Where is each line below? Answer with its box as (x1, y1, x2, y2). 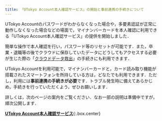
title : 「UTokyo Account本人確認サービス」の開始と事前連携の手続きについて (5, 7, 144, 12)
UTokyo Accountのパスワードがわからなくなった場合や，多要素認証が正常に (5, 21, 157, 27)
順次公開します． (5, 100, 39, 106)
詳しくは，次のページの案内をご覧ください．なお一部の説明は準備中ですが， (5, 94, 157, 100)
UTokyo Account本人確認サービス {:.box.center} (5, 110, 101, 116)
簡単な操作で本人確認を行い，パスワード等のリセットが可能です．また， (5, 43, 149, 49)
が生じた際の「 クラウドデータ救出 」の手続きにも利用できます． (5, 55, 132, 61)
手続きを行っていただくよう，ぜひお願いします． (13, 84, 110, 90)
